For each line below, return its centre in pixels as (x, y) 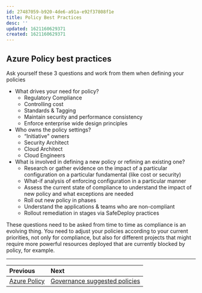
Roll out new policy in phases (60, 200)
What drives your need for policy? (57, 91)
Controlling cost (44, 104)
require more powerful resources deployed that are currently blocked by (96, 244)
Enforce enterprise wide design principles (76, 123)
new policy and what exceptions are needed (78, 194)
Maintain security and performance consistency (83, 117)
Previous (22, 271)
